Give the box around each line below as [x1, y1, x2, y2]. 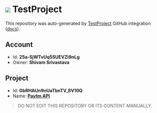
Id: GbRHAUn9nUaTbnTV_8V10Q [12, 87, 83, 93]
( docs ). [5, 25, 20, 31]
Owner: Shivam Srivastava [12, 59, 70, 65]
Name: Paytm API [12, 93, 50, 99]
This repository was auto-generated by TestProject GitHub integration [5, 20, 151, 26]
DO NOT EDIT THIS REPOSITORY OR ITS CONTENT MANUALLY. [17, 102, 152, 108]
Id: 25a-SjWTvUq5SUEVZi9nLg [12, 54, 80, 60]
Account [5, 41, 33, 49]
